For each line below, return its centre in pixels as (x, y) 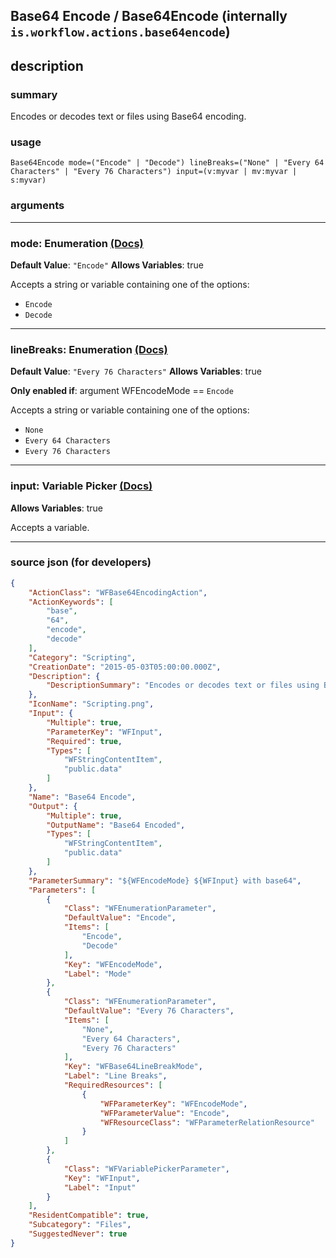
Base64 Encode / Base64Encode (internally (149, 16)
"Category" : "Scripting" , (82, 657)
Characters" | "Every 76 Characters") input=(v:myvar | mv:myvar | (154, 172)
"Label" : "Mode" (97, 974)
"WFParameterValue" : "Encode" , (164, 1113)
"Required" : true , (84, 741)
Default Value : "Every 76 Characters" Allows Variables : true (136, 371)
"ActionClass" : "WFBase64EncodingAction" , (118, 592)
